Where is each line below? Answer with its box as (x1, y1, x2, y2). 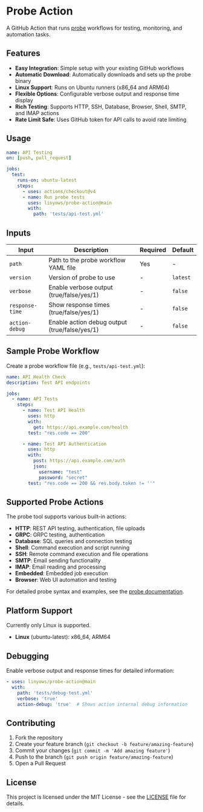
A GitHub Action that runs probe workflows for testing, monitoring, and (6, 24, 182, 31)
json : (33, 463, 47, 470)
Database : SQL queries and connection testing (14, 538, 132, 545)
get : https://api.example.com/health (33, 424, 129, 431)
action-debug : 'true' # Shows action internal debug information (17, 701, 188, 707)
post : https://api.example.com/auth (33, 458, 126, 464)
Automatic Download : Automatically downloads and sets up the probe (14, 71, 192, 78)
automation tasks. (6, 30, 51, 38)
